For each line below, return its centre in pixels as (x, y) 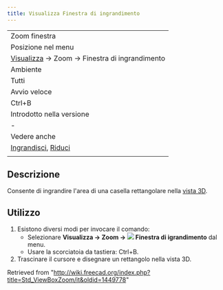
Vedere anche (33, 136)
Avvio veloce (31, 91)
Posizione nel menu (42, 47)
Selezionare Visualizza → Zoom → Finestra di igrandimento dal (122, 237)
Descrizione (34, 175)
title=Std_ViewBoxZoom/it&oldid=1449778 (67, 280)
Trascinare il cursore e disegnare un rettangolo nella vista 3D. (104, 259)
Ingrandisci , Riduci (41, 147)
